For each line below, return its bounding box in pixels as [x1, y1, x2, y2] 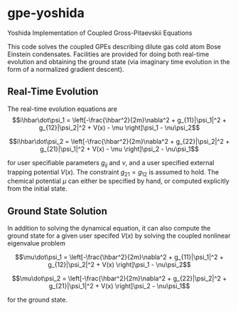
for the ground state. [7, 295, 67, 304]
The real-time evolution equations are [7, 105, 117, 113]
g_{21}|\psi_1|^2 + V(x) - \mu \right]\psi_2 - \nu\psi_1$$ [40, 144, 199, 153]
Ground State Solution [7, 205, 108, 217]
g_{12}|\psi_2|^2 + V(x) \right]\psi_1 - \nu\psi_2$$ [47, 260, 192, 269]
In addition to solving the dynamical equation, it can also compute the [7, 224, 211, 233]
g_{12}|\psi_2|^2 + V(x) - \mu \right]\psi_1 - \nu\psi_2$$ [38, 123, 200, 132]
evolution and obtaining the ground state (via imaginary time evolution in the [7, 57, 230, 65]
